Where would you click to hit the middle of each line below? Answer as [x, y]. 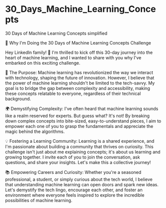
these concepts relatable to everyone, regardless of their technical [73, 93]
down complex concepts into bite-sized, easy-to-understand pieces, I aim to [83, 121]
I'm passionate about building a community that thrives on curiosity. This [79, 146]
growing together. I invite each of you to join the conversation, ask [73, 157]
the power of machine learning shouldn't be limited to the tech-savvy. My [80, 83]
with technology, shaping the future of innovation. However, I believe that [80, 78]
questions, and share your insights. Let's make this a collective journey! [78, 162]
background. [18, 99]
